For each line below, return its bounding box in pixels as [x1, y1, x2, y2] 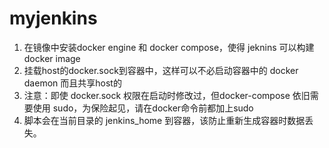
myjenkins [9, 7, 98, 30]
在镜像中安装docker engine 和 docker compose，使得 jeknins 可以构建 [23, 41, 315, 53]
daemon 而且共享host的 [23, 77, 122, 89]
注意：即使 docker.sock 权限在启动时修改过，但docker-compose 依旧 [23, 89, 311, 101]
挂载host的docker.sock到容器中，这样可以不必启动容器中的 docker [23, 64, 299, 76]
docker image [23, 52, 81, 64]
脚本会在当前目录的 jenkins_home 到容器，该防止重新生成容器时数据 [23, 114, 306, 126]
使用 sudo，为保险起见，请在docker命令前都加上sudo [32, 102, 254, 114]
